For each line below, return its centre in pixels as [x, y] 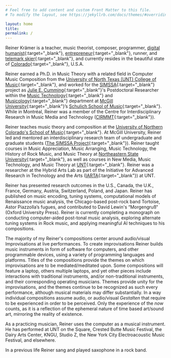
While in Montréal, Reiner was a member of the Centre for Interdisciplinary [83, 112]
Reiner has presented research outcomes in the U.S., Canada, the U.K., [79, 186]
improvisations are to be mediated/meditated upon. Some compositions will [84, 265]
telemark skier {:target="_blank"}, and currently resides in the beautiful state [85, 58]
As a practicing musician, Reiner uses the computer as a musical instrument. [85, 324]
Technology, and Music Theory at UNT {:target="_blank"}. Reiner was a [80, 165]
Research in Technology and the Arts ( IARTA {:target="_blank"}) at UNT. [80, 175]
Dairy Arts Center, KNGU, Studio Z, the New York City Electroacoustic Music [85, 335]
